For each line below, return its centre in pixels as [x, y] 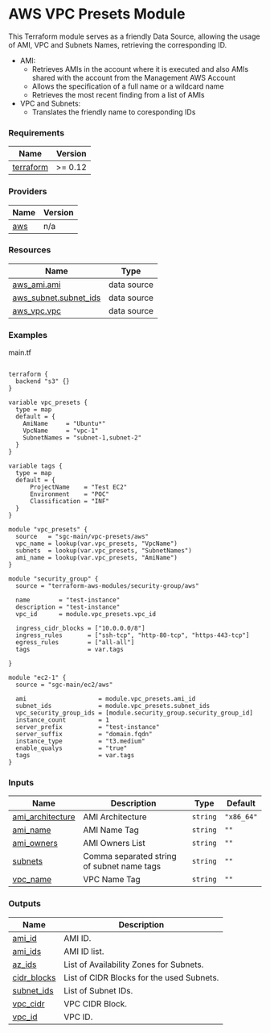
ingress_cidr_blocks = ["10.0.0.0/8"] [81, 629]
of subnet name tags [122, 866]
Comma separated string [130, 856]
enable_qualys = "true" [72, 748]
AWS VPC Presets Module [97, 14]
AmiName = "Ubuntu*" [64, 424]
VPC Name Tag [112, 880]
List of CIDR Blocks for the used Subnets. [141, 977]
